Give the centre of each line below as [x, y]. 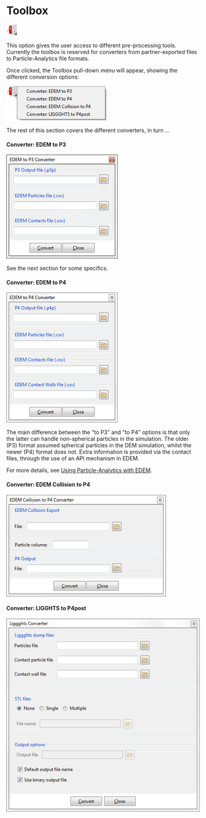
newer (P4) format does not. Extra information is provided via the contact [99, 452]
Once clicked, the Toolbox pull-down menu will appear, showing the [92, 70]
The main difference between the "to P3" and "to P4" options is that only [98, 432]
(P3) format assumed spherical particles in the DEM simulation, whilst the [99, 446]
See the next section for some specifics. [57, 269]
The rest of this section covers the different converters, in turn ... [88, 130]
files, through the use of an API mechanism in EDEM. [73, 458]
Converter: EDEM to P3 [36, 144]
